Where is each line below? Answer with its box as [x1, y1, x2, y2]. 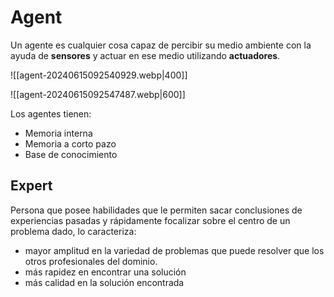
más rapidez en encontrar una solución [24, 266, 187, 278]
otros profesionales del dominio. [24, 255, 158, 267]
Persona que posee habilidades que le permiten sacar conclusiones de [10, 204, 303, 216]
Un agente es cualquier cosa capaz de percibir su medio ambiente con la [10, 39, 312, 51]
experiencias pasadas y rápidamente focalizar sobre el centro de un [10, 214, 291, 226]
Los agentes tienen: [10, 107, 92, 120]
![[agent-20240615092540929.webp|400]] [10, 69, 188, 81]
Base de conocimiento [24, 148, 118, 160]
